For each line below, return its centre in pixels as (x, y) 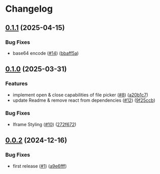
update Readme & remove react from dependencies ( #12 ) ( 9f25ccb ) (84, 100)
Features (17, 83)
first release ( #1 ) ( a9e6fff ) (40, 166)
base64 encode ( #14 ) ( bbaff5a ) (46, 53)
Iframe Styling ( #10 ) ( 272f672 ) (44, 124)
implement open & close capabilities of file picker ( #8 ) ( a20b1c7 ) (81, 95)
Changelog (29, 9)
